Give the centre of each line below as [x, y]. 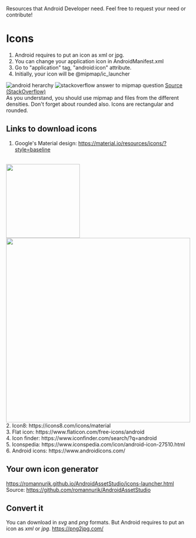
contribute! [19, 15]
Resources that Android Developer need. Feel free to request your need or [96, 9]
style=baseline [33, 149]
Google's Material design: [46, 143]
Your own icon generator [52, 469]
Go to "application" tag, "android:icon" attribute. [73, 67]
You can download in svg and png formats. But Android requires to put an [95, 523]
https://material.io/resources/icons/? [122, 143]
